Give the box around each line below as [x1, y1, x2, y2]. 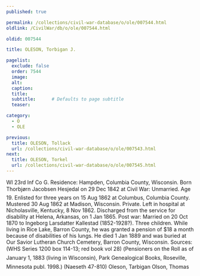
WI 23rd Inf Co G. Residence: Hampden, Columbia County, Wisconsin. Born [6, 179, 192, 186]
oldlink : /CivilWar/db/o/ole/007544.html [6, 25, 111, 31]
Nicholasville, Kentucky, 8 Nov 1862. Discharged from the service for [6, 207, 176, 214]
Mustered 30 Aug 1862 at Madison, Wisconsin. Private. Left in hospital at [6, 200, 185, 207]
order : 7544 [11, 69, 42, 75]
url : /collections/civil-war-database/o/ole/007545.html [11, 162, 156, 168]
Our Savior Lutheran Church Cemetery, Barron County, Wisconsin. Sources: [6, 238, 193, 246]
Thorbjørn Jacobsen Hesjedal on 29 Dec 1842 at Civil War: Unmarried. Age [6, 185, 191, 192]
